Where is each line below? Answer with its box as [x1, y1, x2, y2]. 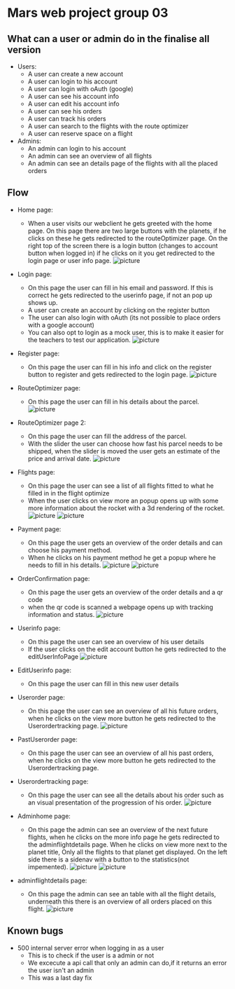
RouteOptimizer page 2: [17, 418, 86, 427]
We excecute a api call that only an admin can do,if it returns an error [27, 958, 227, 967]
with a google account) [27, 320, 94, 329]
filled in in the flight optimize [27, 489, 110, 497]
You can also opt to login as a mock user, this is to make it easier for [27, 328, 224, 336]
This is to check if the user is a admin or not [27, 951, 155, 960]
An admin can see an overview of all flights [27, 152, 152, 160]
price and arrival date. [27, 454, 92, 463]
